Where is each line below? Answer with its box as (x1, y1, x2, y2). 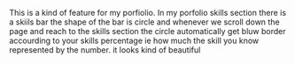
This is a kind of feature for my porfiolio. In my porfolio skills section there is (9, 8, 286, 18)
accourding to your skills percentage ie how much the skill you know (9, 35, 260, 46)
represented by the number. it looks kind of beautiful (9, 45, 201, 55)
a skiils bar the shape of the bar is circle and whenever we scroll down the (9, 17, 281, 27)
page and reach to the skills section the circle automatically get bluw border (9, 26, 286, 36)
